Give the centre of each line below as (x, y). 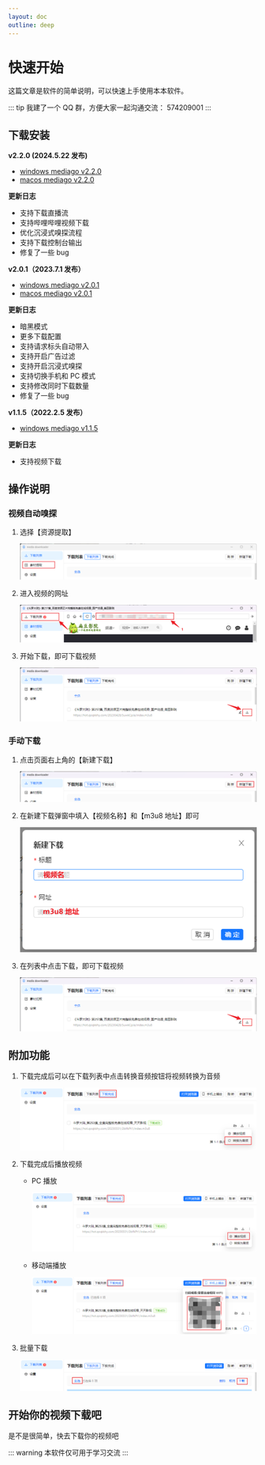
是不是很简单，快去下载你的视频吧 (63, 1436)
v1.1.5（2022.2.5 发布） (48, 413)
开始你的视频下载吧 (55, 1415)
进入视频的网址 (44, 594)
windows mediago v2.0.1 (60, 285)
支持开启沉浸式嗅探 (51, 366)
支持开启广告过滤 (47, 357)
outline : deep (32, 25)
